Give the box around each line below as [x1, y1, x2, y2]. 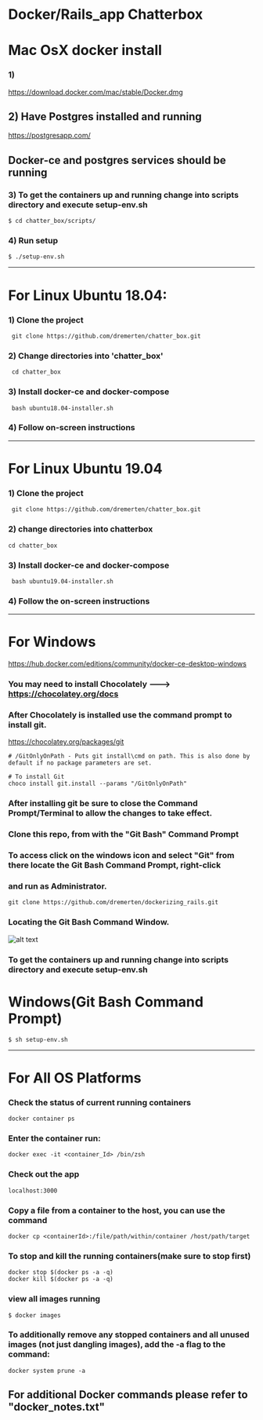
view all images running [8, 1294, 100, 1305]
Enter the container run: [8, 1133, 101, 1144]
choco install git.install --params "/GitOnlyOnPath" [8, 779, 188, 788]
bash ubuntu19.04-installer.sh [11, 577, 113, 586]
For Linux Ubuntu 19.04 [8, 460, 163, 478]
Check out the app [8, 1169, 80, 1180]
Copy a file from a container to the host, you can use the [8, 1205, 225, 1216]
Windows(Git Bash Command [8, 993, 204, 1010]
